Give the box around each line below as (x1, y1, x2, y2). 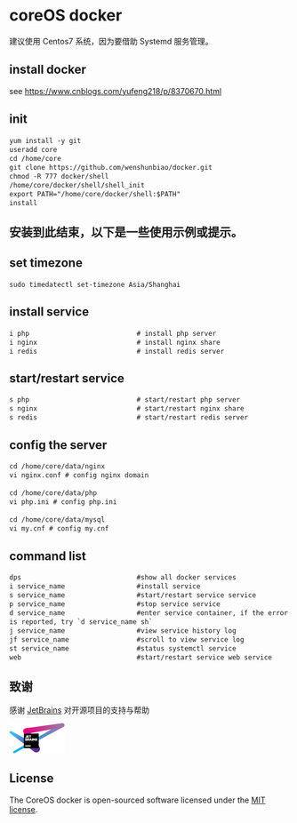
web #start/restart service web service (9, 653, 273, 662)
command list (9, 548, 86, 563)
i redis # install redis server (9, 347, 225, 356)
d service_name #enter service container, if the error (9, 609, 289, 618)
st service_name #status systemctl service (9, 644, 237, 653)
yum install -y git (9, 136, 82, 145)
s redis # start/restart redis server (9, 413, 249, 422)
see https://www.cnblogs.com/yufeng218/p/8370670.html (9, 85, 222, 96)
